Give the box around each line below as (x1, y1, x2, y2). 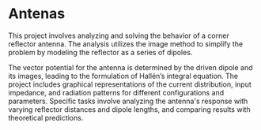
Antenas (8, 5, 66, 23)
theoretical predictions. (8, 113, 84, 122)
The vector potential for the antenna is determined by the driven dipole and (8, 62, 253, 72)
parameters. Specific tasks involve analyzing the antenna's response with (8, 96, 248, 106)
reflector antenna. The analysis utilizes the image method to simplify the (8, 39, 244, 48)
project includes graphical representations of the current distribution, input (8, 80, 252, 89)
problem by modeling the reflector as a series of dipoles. (8, 47, 193, 57)
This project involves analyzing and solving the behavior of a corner (8, 31, 229, 40)
